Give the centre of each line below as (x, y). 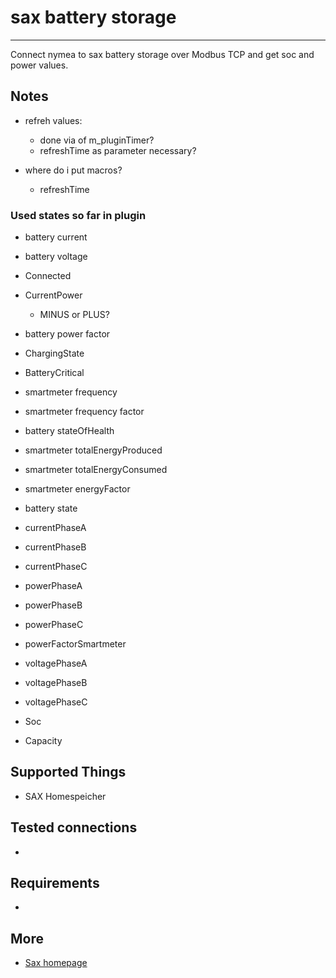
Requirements (55, 883)
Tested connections (74, 827)
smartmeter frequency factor (84, 412)
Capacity (43, 741)
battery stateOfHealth (69, 431)
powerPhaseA (53, 586)
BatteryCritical (54, 373)
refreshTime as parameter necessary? (118, 150)
